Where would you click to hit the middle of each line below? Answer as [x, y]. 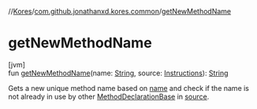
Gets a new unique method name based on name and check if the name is [129, 88]
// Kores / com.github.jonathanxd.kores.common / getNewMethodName [119, 11]
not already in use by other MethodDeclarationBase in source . [109, 96]
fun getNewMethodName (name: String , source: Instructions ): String [118, 73]
